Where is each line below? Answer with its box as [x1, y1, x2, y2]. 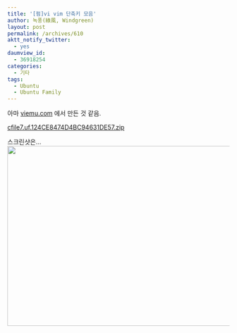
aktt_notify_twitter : [7, 37, 71, 44]
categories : [7, 63, 42, 70]
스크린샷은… [7, 138, 42, 146]
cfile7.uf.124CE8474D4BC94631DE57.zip [7, 123, 125, 132]
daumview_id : [7, 50, 46, 57]
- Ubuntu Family [13, 89, 61, 96]
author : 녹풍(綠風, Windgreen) [7, 17, 95, 24]
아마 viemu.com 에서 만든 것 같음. [7, 109, 102, 118]
